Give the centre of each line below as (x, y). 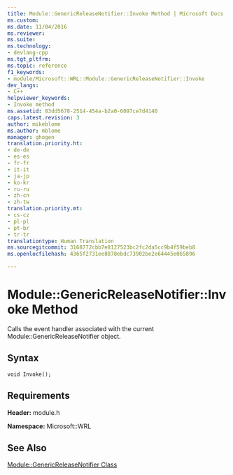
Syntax (23, 358)
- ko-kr (19, 182)
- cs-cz (19, 215)
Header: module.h (34, 412)
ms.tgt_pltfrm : (29, 59)
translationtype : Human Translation (61, 241)
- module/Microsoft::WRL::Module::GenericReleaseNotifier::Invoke (106, 79)
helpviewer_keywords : (39, 98)
